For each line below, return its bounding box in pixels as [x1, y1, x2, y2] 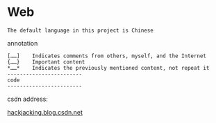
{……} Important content [7, 58, 85, 66]
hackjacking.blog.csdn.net [7, 108, 83, 116]
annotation [7, 39, 38, 47]
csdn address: [7, 95, 49, 103]
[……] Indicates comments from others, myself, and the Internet [7, 53, 207, 59]
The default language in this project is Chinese [7, 27, 154, 34]
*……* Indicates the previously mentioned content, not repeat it [7, 64, 210, 71]
